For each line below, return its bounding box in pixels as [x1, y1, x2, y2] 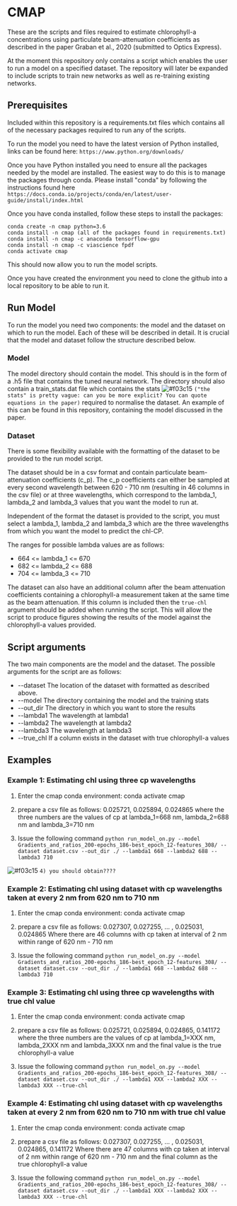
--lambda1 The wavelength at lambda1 [17, 711, 129, 719]
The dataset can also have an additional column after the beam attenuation [7, 583, 226, 591]
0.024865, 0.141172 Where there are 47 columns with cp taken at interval [17, 1144, 230, 1153]
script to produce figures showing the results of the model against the [7, 613, 211, 622]
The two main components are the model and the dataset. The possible [7, 659, 216, 668]
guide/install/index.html [7, 197, 83, 204]
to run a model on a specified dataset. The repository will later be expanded [7, 64, 229, 72]
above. [17, 688, 38, 697]
